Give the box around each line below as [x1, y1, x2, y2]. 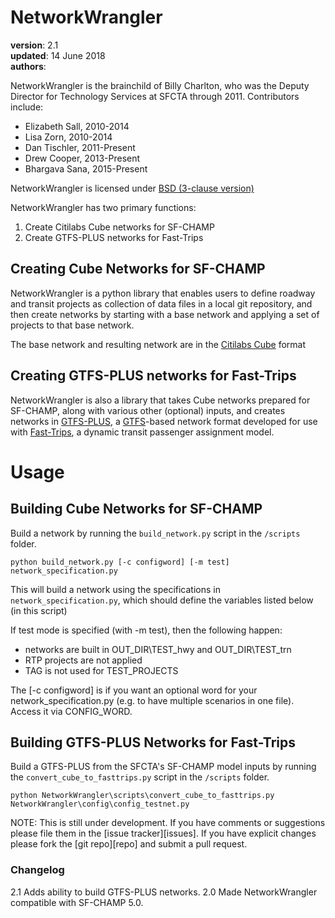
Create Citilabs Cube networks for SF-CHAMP [24, 221, 215, 233]
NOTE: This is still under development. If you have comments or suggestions [10, 817, 326, 829]
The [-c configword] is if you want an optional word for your [10, 684, 258, 696]
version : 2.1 [10, 39, 59, 51]
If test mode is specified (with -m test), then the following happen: [10, 624, 283, 636]
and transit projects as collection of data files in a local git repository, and [10, 297, 313, 310]
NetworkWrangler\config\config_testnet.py [10, 799, 190, 810]
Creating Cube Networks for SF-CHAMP [10, 261, 266, 278]
